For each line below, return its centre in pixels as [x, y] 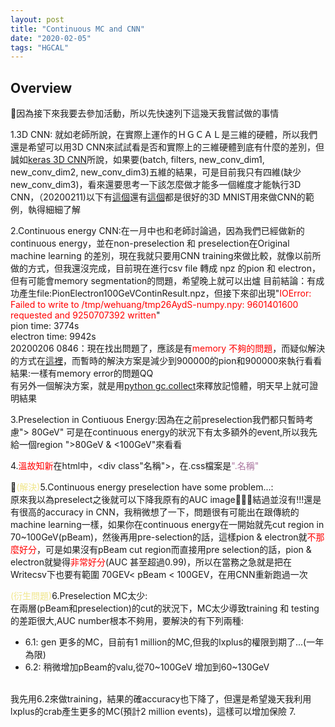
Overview [41, 87]
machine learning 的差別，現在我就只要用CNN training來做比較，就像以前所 [166, 256]
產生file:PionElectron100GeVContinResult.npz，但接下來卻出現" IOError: [165, 293]
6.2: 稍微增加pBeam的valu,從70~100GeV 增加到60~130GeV [147, 667]
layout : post [37, 19]
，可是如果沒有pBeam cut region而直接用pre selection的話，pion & [174, 550]
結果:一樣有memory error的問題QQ [82, 373]
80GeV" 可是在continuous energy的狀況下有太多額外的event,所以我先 [174, 432]
